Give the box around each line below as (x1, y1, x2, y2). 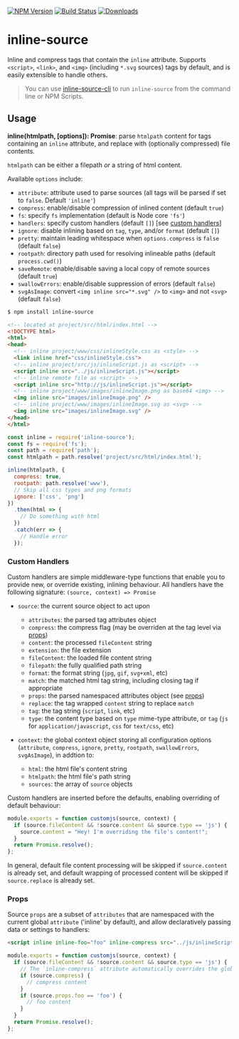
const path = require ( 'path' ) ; (7, 447, 100, 454)
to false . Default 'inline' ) (17, 196, 96, 204)
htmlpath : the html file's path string (28, 772, 131, 780)
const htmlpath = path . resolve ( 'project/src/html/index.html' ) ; (7, 453, 202, 461)
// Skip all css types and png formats (14, 486, 132, 493)
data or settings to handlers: (7, 925, 90, 934)
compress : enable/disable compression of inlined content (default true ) (17, 204, 224, 212)
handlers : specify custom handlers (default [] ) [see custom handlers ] (17, 219, 222, 227)
